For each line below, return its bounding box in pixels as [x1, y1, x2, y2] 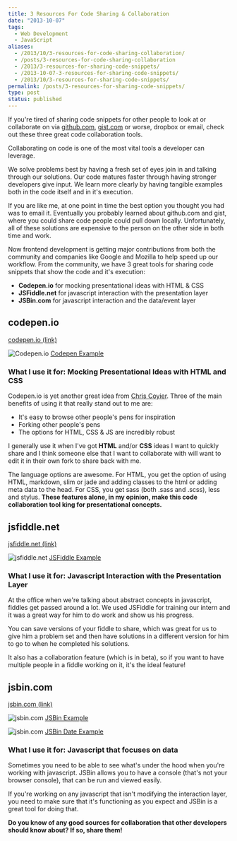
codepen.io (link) [8, 335, 57, 343]
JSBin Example [44, 714, 89, 722]
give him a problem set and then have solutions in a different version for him [8, 632, 229, 640]
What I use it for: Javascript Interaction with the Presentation [8, 570, 221, 580]
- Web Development [14, 30, 69, 37]
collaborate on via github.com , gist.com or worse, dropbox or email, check [8, 123, 224, 131]
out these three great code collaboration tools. [8, 130, 143, 139]
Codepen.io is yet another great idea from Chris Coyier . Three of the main [8, 392, 222, 400]
